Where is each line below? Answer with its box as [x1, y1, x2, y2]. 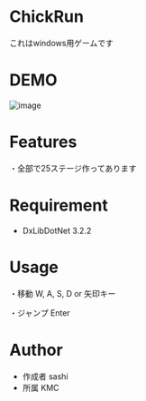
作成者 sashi [22, 370, 69, 382]
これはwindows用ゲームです [9, 37, 114, 48]
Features [9, 132, 78, 152]
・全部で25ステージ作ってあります [9, 162, 137, 173]
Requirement [9, 195, 108, 215]
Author [9, 339, 63, 360]
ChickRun [9, 6, 84, 27]
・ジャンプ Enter [9, 307, 70, 318]
